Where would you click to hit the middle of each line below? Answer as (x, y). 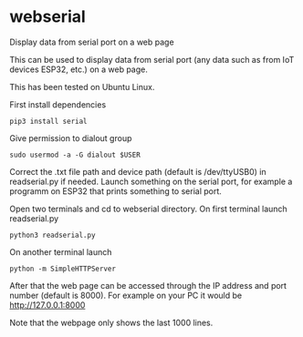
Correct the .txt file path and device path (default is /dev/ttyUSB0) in (138, 171)
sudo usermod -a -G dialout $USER (75, 155)
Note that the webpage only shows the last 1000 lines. (111, 322)
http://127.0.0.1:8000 (47, 305)
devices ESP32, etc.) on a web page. (79, 69)
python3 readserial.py (52, 235)
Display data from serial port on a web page (92, 42)
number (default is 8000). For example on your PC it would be (126, 295)
